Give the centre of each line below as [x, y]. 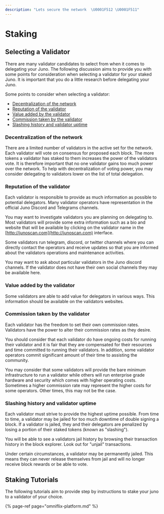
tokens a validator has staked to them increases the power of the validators [81, 158]
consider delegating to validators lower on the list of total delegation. [74, 174]
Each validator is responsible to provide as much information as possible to [81, 197]
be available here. [23, 273]
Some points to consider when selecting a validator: [58, 94]
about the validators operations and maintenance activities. [65, 253]
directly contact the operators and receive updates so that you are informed [82, 248]
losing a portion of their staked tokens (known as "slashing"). [67, 430]
